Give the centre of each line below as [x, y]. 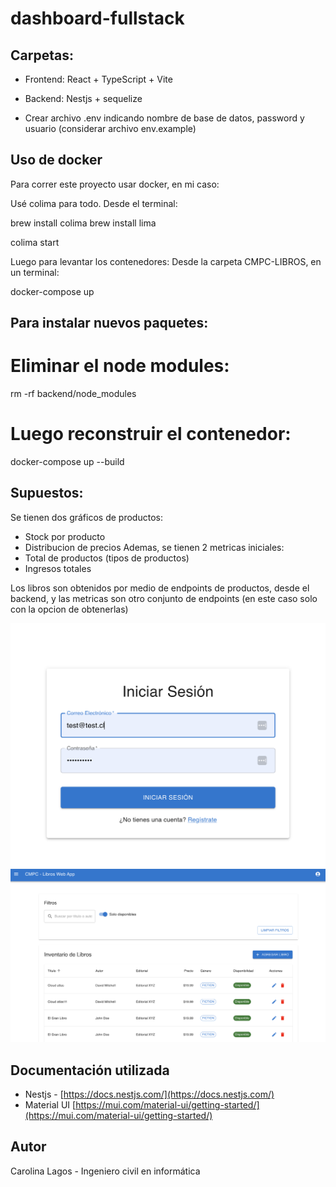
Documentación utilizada [90, 1070]
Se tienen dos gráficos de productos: [86, 517]
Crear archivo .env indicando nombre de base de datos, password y [164, 118]
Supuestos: [47, 493]
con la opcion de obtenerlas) [69, 609]
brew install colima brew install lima [83, 223]
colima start [35, 242]
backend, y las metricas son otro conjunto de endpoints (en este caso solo [164, 598]
